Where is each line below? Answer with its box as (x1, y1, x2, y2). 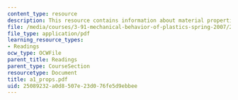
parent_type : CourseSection (7, 63, 91, 70)
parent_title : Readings (7, 56, 78, 63)
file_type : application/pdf (7, 30, 91, 37)
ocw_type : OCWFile (7, 50, 62, 57)
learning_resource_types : (7, 37, 84, 44)
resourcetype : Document (7, 69, 78, 76)
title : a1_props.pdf (7, 75, 69, 83)
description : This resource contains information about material (7, 17, 204, 24)
